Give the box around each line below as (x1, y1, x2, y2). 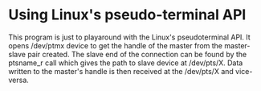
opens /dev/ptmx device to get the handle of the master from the (8, 40, 223, 50)
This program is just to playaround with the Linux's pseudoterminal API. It (8, 32, 251, 42)
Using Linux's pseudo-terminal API (8, 6, 247, 24)
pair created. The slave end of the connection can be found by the (27, 49, 247, 59)
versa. (8, 75, 30, 85)
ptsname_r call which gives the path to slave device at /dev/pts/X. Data (8, 58, 243, 68)
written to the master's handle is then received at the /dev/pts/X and (8, 66, 234, 76)
